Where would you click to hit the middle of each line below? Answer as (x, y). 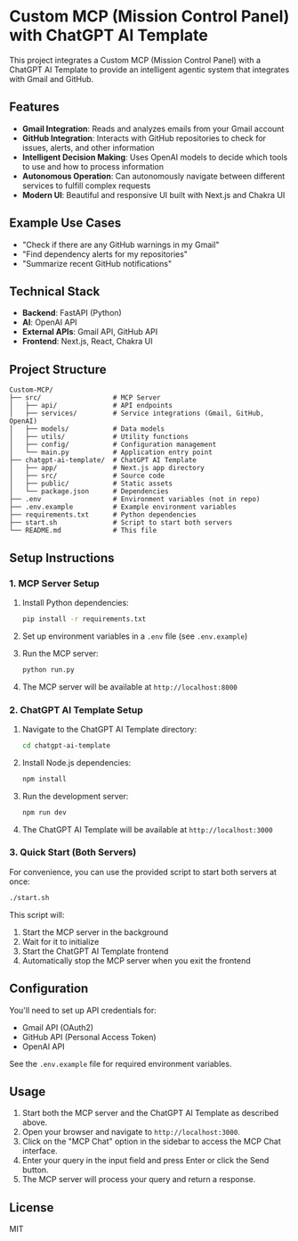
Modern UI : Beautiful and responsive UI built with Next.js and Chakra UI (153, 194)
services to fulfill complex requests (86, 186)
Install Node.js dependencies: (77, 762)
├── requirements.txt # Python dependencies (103, 515)
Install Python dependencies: (75, 602)
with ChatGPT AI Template (109, 35)
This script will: (37, 914)
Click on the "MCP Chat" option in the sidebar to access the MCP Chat (152, 1142)
